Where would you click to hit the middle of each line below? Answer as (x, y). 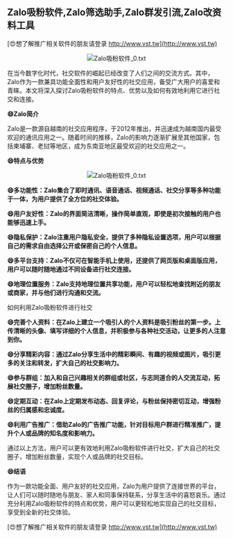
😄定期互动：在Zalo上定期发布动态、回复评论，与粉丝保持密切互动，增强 (111, 401)
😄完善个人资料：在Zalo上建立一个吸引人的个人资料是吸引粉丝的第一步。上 (114, 322)
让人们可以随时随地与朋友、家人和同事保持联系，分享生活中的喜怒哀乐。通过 (116, 494)
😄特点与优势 (26, 160)
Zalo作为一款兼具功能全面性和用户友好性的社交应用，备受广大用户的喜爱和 (114, 81)
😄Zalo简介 (23, 114)
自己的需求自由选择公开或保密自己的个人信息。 (74, 246)
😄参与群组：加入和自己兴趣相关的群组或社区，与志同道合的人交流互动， (111, 378)
